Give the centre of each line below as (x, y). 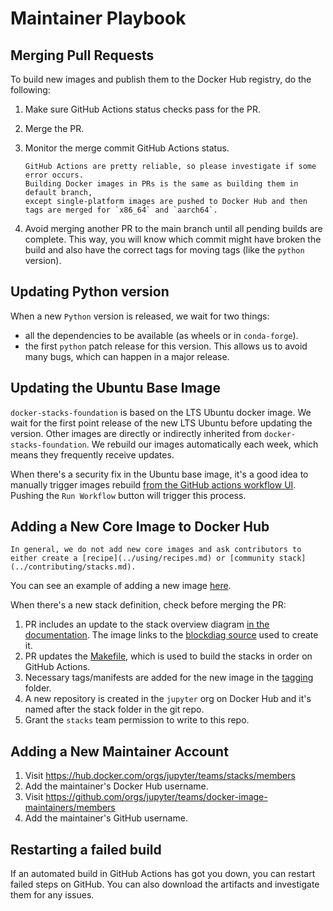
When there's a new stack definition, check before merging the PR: (148, 605)
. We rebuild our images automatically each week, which (202, 444)
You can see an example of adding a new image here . (121, 586)
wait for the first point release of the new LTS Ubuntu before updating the (161, 423)
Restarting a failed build (86, 849)
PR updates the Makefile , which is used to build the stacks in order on (168, 656)
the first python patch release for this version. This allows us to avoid (166, 346)
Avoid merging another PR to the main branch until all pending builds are (173, 228)
